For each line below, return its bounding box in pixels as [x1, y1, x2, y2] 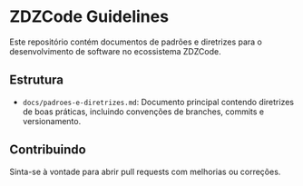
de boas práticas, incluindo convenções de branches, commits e [22, 106, 265, 117]
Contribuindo [9, 142, 86, 158]
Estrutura [9, 73, 64, 88]
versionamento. [22, 115, 82, 126]
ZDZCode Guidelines [9, 6, 170, 27]
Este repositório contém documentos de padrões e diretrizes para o [9, 36, 263, 47]
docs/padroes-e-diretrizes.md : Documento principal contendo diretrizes [22, 96, 295, 107]
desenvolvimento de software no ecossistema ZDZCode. [9, 45, 221, 56]
